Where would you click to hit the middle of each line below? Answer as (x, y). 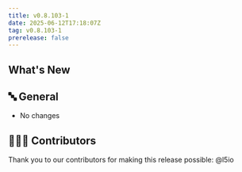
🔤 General (34, 97)
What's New (39, 69)
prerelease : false (38, 38)
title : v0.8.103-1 (38, 15)
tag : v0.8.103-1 (35, 30)
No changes (40, 116)
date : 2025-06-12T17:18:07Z (55, 23)
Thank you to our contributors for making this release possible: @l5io (121, 160)
